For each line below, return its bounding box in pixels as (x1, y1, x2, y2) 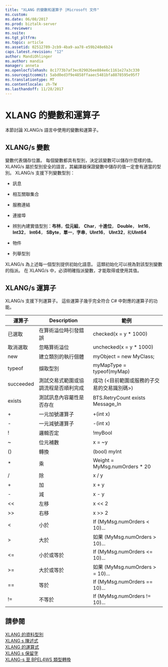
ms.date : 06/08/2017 (5, 17, 48, 22)
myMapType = (92, 362, 126, 369)
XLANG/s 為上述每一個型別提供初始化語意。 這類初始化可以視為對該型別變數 (5, 261, 162, 267)
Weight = (92, 457, 114, 464)
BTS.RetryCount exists (92, 394, 146, 401)
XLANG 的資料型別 (5, 631, 44, 637)
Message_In (92, 401, 121, 408)
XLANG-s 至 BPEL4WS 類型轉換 (5, 656, 71, 662)
